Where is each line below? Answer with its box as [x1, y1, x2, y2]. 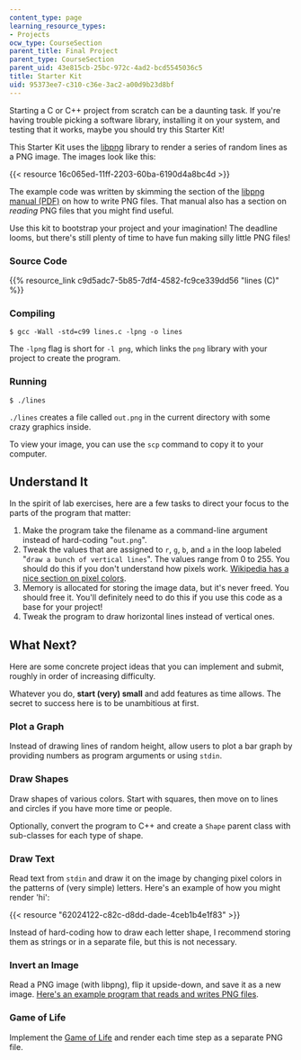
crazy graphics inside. [9, 421, 92, 432]
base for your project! [22, 602, 103, 612]
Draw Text [9, 852, 56, 865]
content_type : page [9, 13, 83, 23]
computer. [9, 448, 48, 459]
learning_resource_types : [9, 22, 106, 31]
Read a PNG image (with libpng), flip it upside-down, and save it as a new [9, 979, 281, 991]
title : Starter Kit [9, 72, 83, 81]
